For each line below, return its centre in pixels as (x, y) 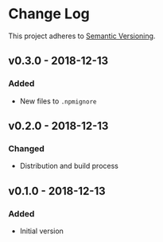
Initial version (41, 231)
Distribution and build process (69, 166)
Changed (27, 148)
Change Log (49, 14)
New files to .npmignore (58, 101)
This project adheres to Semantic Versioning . (82, 36)
